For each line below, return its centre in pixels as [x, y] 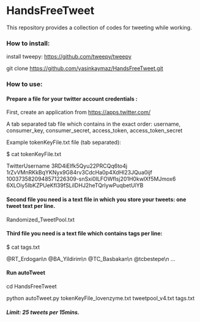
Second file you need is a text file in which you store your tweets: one [96, 199]
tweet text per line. [31, 206]
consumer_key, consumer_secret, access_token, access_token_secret [94, 131]
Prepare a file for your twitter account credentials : [72, 99]
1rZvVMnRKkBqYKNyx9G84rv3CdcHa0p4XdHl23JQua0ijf [80, 173]
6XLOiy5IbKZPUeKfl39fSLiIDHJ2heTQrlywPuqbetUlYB [75, 185]
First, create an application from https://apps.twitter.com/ [79, 112]
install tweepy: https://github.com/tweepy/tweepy [69, 57]
